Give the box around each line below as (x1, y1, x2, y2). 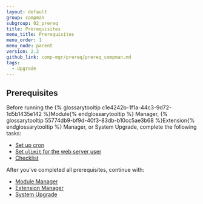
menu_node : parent (6, 43, 53, 49)
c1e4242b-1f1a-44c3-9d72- (102, 104, 171, 111)
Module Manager (15, 178, 58, 185)
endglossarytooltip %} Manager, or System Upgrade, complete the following (6, 123, 197, 131)
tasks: (6, 130, 22, 137)
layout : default (6, 8, 47, 15)
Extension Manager (15, 185, 64, 192)
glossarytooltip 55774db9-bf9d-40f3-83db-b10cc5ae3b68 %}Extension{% (6, 117, 195, 124)
